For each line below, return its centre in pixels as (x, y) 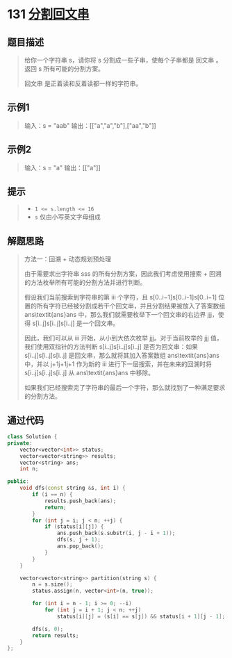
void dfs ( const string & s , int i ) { (73, 488)
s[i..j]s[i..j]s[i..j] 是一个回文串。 (76, 323)
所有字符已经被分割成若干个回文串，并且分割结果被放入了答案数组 (131, 306)
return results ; (56, 635)
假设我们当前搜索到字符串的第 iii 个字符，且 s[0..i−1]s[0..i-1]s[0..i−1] (121, 297)
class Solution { (32, 437)
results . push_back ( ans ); (80, 501)
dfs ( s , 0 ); (48, 629)
